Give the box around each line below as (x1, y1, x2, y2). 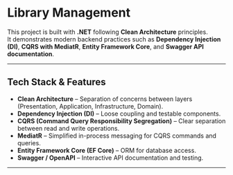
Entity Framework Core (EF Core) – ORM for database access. (17, 146, 196, 154)
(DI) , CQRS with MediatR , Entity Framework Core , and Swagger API (7, 42, 205, 50)
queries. (17, 138, 42, 147)
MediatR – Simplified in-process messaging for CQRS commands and (17, 131, 217, 140)
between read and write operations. (17, 124, 120, 132)
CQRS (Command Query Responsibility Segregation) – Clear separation (17, 116, 226, 125)
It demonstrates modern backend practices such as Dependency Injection (7, 35, 221, 43)
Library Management (7, 5, 130, 21)
